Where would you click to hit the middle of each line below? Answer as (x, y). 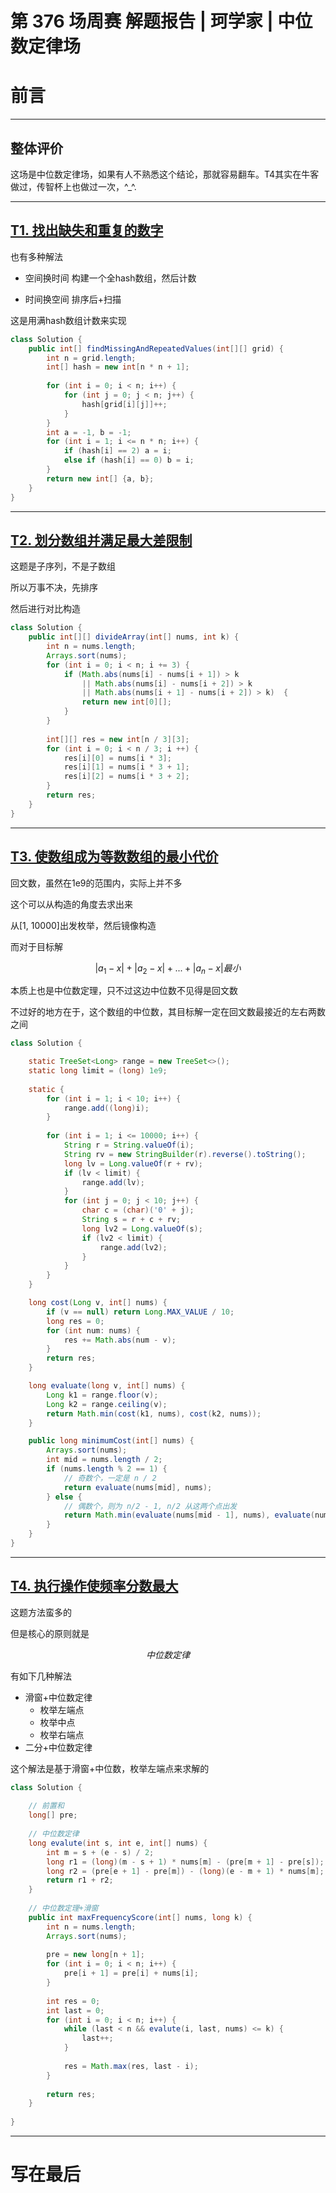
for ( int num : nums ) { (93, 1330)
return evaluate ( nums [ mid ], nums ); (138, 1487)
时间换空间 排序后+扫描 (73, 299)
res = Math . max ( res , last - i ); (131, 2066)
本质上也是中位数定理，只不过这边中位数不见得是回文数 (124, 991)
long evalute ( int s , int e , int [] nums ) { (118, 1843)
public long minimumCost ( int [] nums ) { (111, 1441)
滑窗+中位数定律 (58, 1697)
